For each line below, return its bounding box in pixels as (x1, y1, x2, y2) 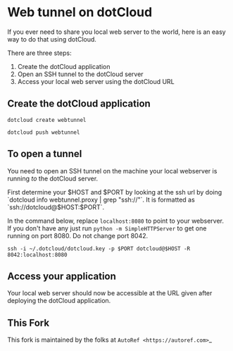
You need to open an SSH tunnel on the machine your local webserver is (7, 166, 218, 175)
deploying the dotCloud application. (7, 297, 111, 305)
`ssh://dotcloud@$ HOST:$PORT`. (7, 202, 105, 211)
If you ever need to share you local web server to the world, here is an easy (7, 27, 227, 36)
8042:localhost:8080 (7, 251, 68, 258)
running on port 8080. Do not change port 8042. (7, 231, 149, 240)
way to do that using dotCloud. (7, 35, 97, 43)
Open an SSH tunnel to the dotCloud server (17, 70, 144, 78)
